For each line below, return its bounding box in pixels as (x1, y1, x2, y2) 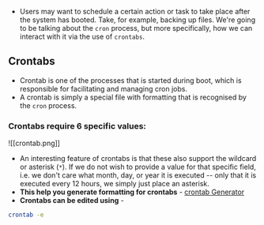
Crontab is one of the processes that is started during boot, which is (19, 75, 243, 85)
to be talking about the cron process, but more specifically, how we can (19, 24, 253, 32)
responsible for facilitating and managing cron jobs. (19, 84, 188, 93)
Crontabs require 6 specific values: (8, 120, 146, 131)
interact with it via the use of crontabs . (19, 32, 145, 41)
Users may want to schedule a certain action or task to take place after (19, 7, 251, 16)
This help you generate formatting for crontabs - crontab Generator (19, 187, 245, 197)
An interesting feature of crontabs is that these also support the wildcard (19, 154, 257, 163)
